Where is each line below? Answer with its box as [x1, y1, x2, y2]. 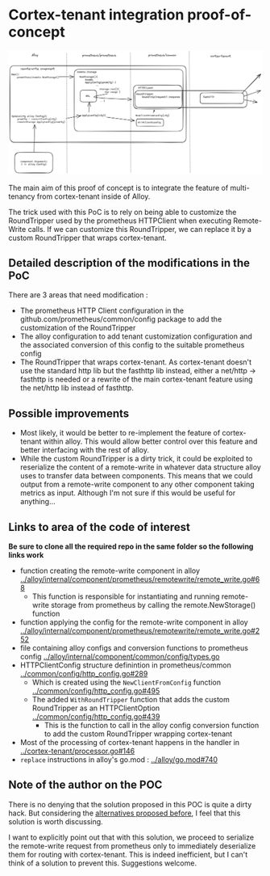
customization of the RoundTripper [19, 323, 136, 333]
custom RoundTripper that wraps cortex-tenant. [8, 233, 167, 242]
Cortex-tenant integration [8, 6, 185, 24]
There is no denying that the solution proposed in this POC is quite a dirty [8, 799, 252, 809]
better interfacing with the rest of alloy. [19, 445, 149, 455]
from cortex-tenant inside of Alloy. [36, 192, 151, 201]
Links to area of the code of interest [8, 520, 191, 534]
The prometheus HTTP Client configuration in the [19, 305, 185, 316]
